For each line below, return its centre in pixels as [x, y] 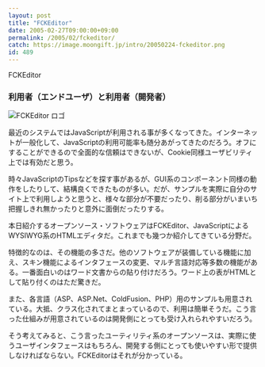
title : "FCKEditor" [40, 23]
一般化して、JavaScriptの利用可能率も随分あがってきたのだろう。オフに [139, 143]
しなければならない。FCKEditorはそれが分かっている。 [98, 356]
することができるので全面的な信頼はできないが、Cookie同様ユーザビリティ [131, 152]
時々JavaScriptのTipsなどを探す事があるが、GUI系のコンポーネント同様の [129, 179]
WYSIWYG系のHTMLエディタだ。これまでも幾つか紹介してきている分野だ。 [132, 235]
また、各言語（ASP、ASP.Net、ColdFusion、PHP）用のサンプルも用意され [130, 299]
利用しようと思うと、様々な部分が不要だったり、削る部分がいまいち [146, 199]
